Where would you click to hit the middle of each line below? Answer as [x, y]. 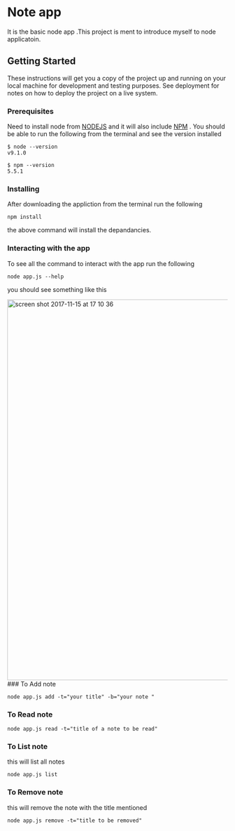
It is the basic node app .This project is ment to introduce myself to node [112, 32]
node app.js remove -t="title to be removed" [74, 820]
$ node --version [33, 147]
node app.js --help [36, 277]
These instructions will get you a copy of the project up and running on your [116, 78]
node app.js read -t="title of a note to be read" [83, 729]
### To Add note [31, 684]
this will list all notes [36, 762]
